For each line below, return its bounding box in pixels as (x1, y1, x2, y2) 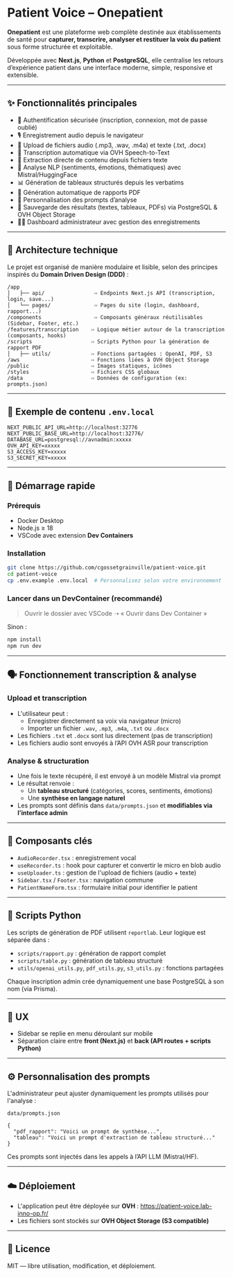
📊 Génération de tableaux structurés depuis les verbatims (17, 178, 184, 187)
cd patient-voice (7, 571, 58, 578)
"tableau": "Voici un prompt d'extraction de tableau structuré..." (13, 1134, 216, 1142)
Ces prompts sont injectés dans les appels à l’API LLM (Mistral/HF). (7, 1153, 199, 1161)
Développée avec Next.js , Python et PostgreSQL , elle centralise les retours (7, 55, 224, 64)
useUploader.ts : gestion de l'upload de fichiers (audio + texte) (17, 868, 197, 877)
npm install (7, 636, 42, 643)
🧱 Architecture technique (7, 244, 119, 256)
